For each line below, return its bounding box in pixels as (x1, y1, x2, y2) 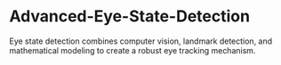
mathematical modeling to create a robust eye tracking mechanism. (9, 45, 256, 55)
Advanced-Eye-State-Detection (9, 6, 251, 27)
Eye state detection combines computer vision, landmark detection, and (9, 36, 273, 46)
